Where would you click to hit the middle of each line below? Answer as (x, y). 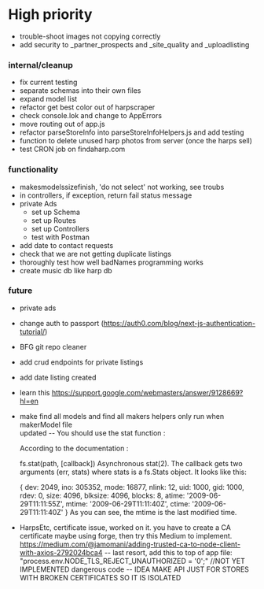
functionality (33, 169)
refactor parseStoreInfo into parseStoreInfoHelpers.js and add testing (132, 132)
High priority (50, 15)
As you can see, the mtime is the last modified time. (153, 512)
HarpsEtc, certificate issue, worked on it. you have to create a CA (125, 527)
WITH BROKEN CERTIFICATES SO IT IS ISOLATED (100, 577)
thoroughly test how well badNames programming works (112, 262)
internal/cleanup (40, 65)
